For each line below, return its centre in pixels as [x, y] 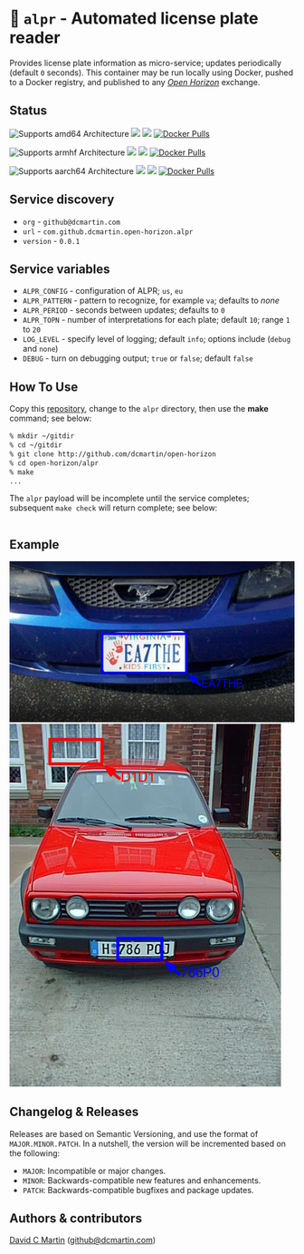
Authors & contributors [76, 1218]
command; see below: [51, 418]
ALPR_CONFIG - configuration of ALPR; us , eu [103, 291]
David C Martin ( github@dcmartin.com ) [83, 1240]
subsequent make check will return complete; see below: [114, 508]
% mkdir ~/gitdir [42, 436]
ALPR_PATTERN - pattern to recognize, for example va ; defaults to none [151, 301]
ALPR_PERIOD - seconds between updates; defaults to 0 [123, 310]
